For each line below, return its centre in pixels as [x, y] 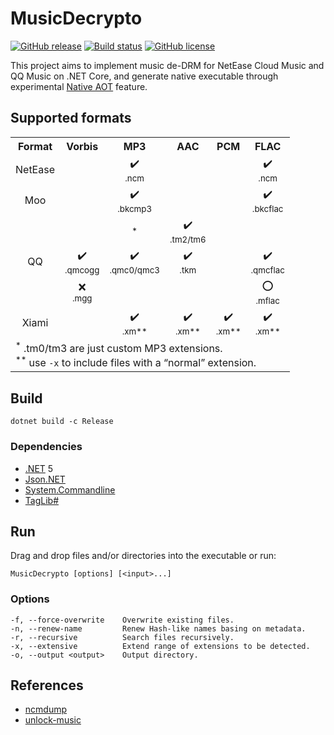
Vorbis [82, 146]
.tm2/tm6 [188, 239]
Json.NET [45, 479]
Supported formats [71, 118]
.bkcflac [267, 208]
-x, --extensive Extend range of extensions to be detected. [160, 646]
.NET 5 [39, 468]
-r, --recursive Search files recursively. [122, 637]
